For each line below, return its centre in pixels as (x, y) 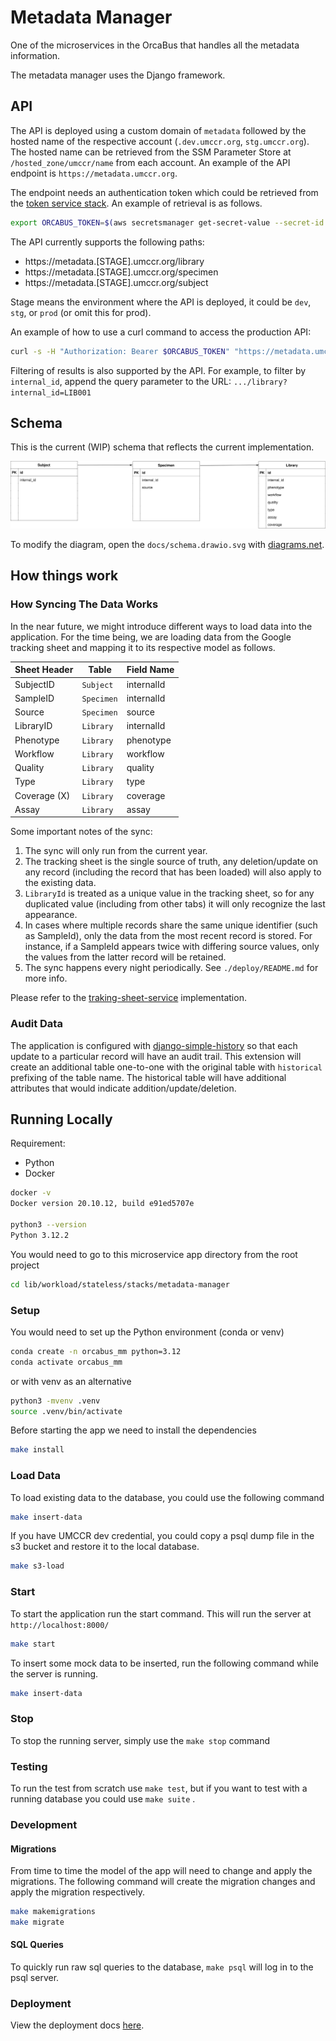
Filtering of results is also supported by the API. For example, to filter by (158, 370)
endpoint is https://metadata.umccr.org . (94, 173)
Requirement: (38, 1143)
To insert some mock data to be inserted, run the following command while (164, 1663)
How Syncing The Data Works (84, 604)
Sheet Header (44, 670)
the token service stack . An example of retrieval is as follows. (136, 203)
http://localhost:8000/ (60, 1625)
